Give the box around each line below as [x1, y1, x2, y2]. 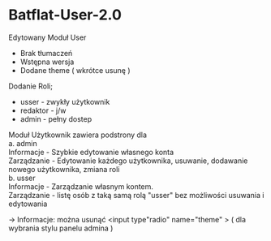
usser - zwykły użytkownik [19, 97, 110, 106]
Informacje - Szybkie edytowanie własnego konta [8, 147, 174, 157]
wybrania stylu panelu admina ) [8, 223, 114, 233]
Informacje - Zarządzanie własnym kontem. [8, 181, 154, 192]
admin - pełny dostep [19, 114, 92, 123]
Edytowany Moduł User [8, 32, 87, 42]
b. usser [8, 173, 37, 183]
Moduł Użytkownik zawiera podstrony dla [8, 130, 148, 140]
